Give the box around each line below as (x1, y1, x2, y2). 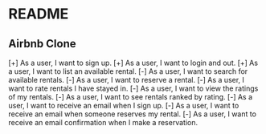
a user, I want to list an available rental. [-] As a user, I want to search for (8, 67, 248, 76)
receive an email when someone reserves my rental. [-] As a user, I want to (8, 109, 257, 119)
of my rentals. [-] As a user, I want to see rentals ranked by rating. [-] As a (8, 92, 253, 101)
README (8, 5, 69, 23)
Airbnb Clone (8, 37, 76, 51)
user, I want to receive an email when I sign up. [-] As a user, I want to (8, 101, 239, 110)
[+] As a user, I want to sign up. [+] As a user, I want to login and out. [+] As (8, 58, 259, 67)
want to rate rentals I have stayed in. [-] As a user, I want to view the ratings (8, 83, 259, 93)
